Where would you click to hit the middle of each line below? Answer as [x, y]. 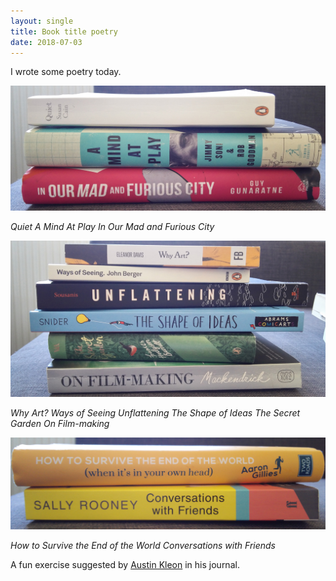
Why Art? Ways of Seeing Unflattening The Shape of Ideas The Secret [155, 413]
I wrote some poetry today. [66, 72]
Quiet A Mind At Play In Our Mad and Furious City [112, 227]
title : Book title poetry [64, 31]
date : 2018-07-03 [46, 42]
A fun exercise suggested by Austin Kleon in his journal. [125, 565]
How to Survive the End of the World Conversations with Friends [143, 546]
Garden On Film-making [60, 424]
